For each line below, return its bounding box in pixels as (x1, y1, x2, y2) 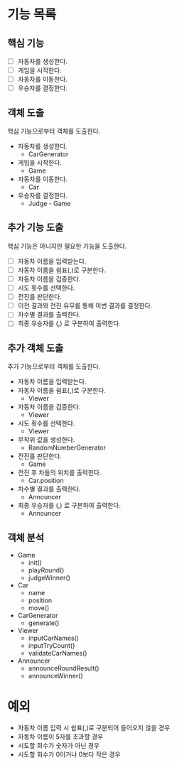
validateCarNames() (28, 649, 87, 657)
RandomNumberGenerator (28, 443, 107, 452)
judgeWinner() (28, 573, 71, 582)
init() (28, 558, 43, 567)
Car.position (28, 477, 64, 485)
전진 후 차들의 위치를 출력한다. (17, 468, 102, 477)
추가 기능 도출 (7, 222, 64, 234)
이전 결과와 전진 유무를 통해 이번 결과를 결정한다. (17, 301, 153, 310)
